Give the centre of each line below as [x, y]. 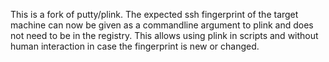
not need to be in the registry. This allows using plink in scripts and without [164, 35]
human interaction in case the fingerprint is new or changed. [135, 46]
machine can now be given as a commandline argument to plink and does [162, 25]
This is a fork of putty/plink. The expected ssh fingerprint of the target [154, 14]
